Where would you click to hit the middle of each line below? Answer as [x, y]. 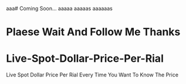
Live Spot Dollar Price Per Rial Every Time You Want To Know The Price [92, 75]
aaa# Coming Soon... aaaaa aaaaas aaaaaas [59, 8]
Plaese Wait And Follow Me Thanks [93, 32]
